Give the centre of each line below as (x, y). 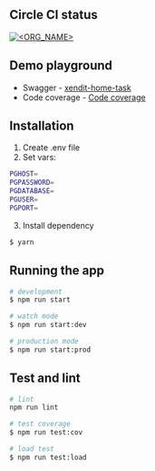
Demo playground (61, 66)
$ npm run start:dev (48, 325)
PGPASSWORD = (32, 183)
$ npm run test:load (48, 457)
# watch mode (34, 317)
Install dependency (58, 225)
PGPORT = (24, 208)
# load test (32, 449)
